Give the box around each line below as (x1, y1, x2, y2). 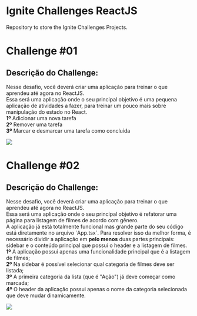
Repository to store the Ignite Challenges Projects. (6, 24, 128, 31)
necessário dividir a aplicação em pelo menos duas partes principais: (6, 235, 175, 242)
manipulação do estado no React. (6, 108, 88, 116)
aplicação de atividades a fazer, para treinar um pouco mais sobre (6, 102, 166, 109)
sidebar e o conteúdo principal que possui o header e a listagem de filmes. (6, 242, 188, 249)
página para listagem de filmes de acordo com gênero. (6, 216, 139, 223)
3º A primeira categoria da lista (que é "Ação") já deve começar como (6, 273, 176, 280)
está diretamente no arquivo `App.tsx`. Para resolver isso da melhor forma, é (6, 229, 191, 236)
